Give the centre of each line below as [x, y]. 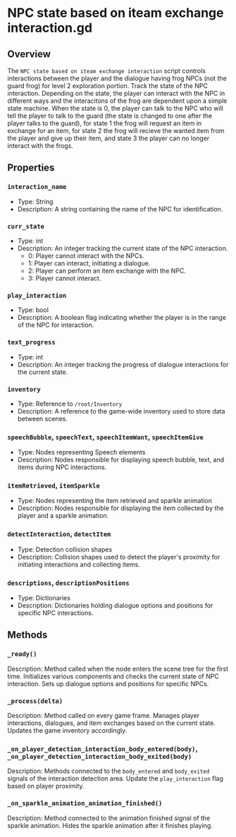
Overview [29, 54]
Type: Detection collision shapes [65, 549]
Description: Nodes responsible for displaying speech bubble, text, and [120, 460]
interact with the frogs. [41, 145]
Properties [31, 168]
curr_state [26, 226]
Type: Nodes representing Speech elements [81, 452]
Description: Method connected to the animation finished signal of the [109, 818]
